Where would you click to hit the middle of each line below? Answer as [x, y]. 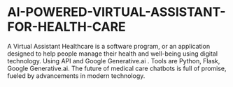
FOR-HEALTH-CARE [66, 27]
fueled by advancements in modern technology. [76, 76]
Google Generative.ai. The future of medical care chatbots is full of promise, [117, 68]
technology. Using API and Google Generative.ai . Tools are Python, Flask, [114, 61]
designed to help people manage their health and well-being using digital [113, 54]
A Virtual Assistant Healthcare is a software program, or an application [109, 46]
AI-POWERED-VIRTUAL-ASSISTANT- [116, 12]
